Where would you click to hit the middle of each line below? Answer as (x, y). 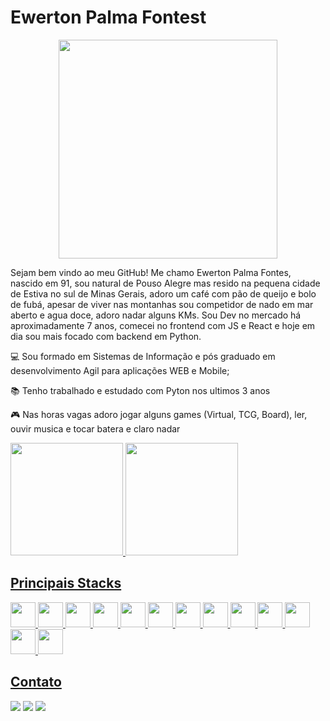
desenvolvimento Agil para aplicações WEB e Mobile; (120, 370)
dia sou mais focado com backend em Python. (106, 336)
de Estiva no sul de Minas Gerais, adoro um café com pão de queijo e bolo (163, 293)
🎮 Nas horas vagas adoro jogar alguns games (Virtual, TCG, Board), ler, (159, 414)
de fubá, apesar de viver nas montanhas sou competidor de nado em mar (162, 304)
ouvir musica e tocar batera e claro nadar (95, 428)
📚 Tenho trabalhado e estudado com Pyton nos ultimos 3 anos (140, 390)
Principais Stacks (66, 583)
